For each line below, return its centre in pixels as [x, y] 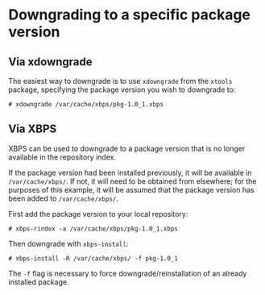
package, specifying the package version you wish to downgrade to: [122, 89]
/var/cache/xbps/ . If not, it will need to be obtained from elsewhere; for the [132, 181]
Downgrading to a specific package [130, 15]
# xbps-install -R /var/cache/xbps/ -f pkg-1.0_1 [93, 258]
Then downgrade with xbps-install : [68, 243]
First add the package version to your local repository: [98, 214]
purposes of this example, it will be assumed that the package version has [131, 189]
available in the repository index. [62, 157]
